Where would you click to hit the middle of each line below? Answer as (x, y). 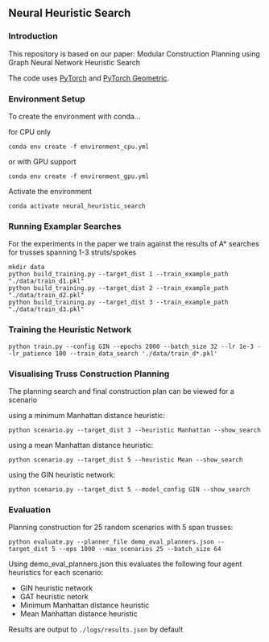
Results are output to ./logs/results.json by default (96, 630)
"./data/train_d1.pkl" (46, 281)
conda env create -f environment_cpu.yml (79, 147)
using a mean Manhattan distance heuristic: (81, 445)
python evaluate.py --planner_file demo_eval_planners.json (112, 542)
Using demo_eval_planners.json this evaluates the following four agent (125, 564)
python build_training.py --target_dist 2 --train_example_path (118, 288)
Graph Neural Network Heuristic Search (74, 62)
